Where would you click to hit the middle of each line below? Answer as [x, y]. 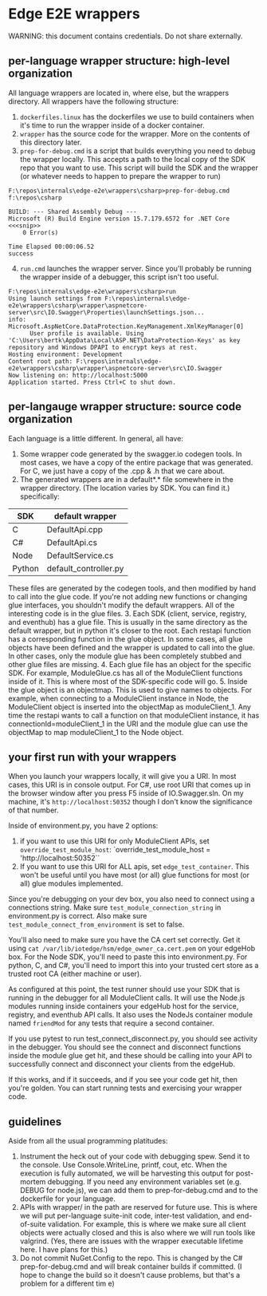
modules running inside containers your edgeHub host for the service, [124, 1006]
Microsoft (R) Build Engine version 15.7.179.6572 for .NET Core [119, 219]
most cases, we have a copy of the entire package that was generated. [136, 462]
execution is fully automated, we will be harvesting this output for [127, 1173]
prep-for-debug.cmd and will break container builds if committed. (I [131, 1266]
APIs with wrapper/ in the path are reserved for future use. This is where [138, 1207]
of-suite [33, 1224]
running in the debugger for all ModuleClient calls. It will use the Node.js [127, 998]
